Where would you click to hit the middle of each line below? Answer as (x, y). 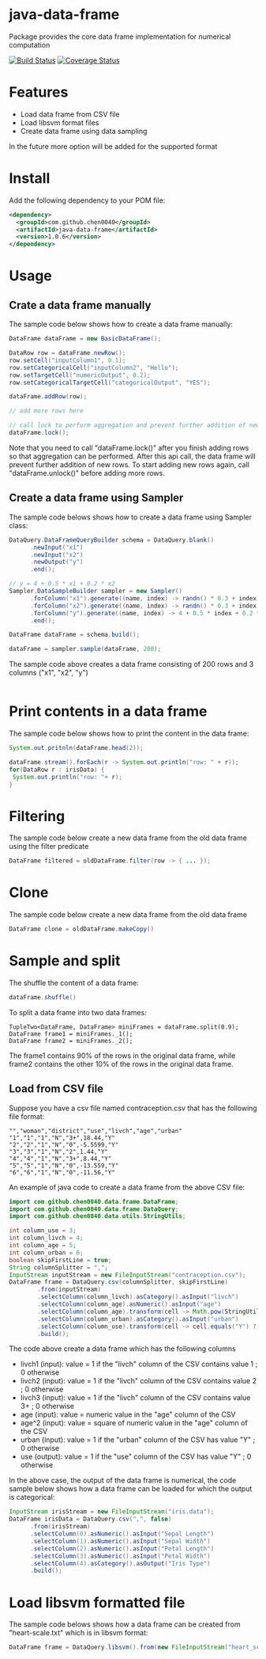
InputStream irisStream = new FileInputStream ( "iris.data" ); (112, 1512)
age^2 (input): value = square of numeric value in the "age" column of (134, 1423)
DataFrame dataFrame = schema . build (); (75, 635)
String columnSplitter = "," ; (59, 1267)
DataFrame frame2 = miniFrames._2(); (71, 1041)
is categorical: (32, 1497)
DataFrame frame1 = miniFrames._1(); (71, 1034)
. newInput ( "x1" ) (56, 547)
